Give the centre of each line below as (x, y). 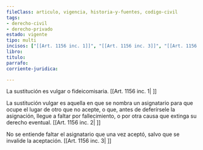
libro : (15, 52)
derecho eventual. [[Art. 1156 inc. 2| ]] (53, 123)
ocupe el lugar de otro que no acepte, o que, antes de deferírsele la (91, 110)
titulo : (16, 57)
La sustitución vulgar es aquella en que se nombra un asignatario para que (100, 103)
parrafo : (17, 63)
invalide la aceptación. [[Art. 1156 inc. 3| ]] (59, 141)
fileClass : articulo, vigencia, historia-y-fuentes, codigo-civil (92, 12)
